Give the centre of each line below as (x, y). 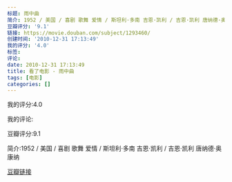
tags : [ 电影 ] (25, 78)
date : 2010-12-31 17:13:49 (46, 65)
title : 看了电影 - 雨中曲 (41, 71)
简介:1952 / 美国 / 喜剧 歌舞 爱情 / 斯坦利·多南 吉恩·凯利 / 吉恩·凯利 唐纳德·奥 (115, 148)
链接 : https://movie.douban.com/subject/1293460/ (79, 33)
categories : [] (29, 84)
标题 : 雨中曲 (23, 13)
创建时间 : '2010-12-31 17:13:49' (53, 39)
